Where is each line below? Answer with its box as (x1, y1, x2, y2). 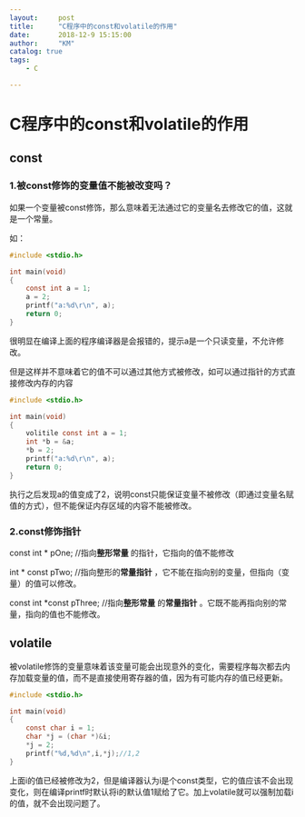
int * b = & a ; (25, 437, 75, 446)
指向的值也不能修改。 (25, 608, 105, 619)
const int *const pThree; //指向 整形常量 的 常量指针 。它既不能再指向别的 (9, 597, 280, 608)
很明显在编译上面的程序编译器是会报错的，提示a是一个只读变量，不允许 (9, 335, 277, 346)
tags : (9, 55, 30, 65)
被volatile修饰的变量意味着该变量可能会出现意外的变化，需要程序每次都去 (9, 661, 283, 672)
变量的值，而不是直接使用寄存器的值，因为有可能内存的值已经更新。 (33, 672, 288, 682)
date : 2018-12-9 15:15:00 (9, 30, 132, 39)
